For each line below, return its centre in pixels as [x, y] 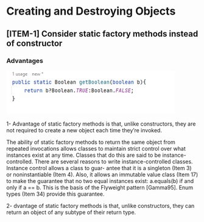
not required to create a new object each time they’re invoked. [84, 130]
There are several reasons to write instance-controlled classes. [114, 161]
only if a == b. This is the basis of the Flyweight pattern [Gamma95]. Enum [100, 187]
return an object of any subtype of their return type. [71, 212]
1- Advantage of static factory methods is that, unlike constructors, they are [101, 124]
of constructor [34, 43]
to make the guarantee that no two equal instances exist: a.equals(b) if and [100, 181]
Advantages [25, 60]
